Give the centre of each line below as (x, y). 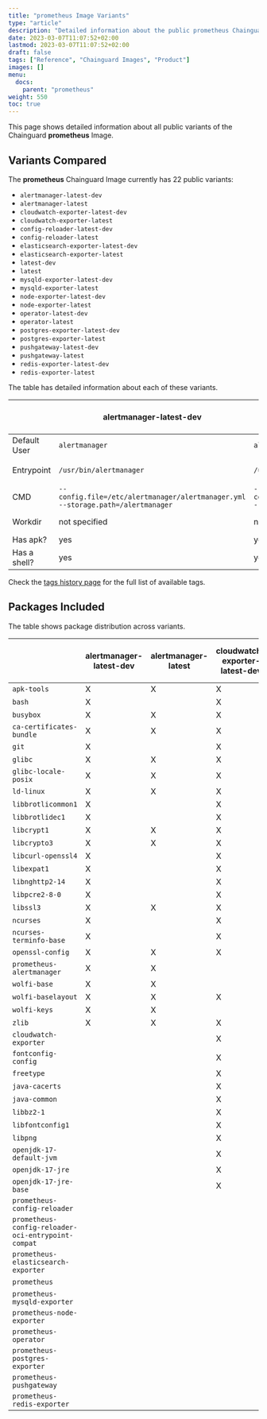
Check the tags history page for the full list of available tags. (107, 582)
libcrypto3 (33, 843)
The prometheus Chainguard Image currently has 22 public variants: (121, 179)
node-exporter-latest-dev (62, 296)
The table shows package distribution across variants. (97, 626)
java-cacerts (37, 1086)
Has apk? (30, 539)
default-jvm (35, 1158)
